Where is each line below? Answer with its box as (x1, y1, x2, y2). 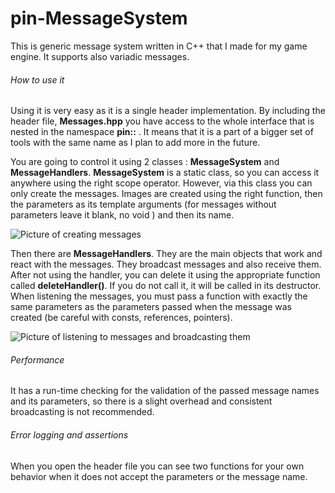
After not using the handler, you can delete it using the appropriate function (10, 269, 321, 281)
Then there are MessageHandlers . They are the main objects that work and (10, 248, 323, 260)
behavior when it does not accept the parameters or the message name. (10, 470, 308, 482)
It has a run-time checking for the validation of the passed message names (10, 385, 320, 397)
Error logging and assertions (10, 428, 129, 441)
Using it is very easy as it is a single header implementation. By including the (10, 105, 326, 117)
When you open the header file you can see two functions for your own (10, 460, 305, 472)
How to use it (10, 73, 65, 86)
